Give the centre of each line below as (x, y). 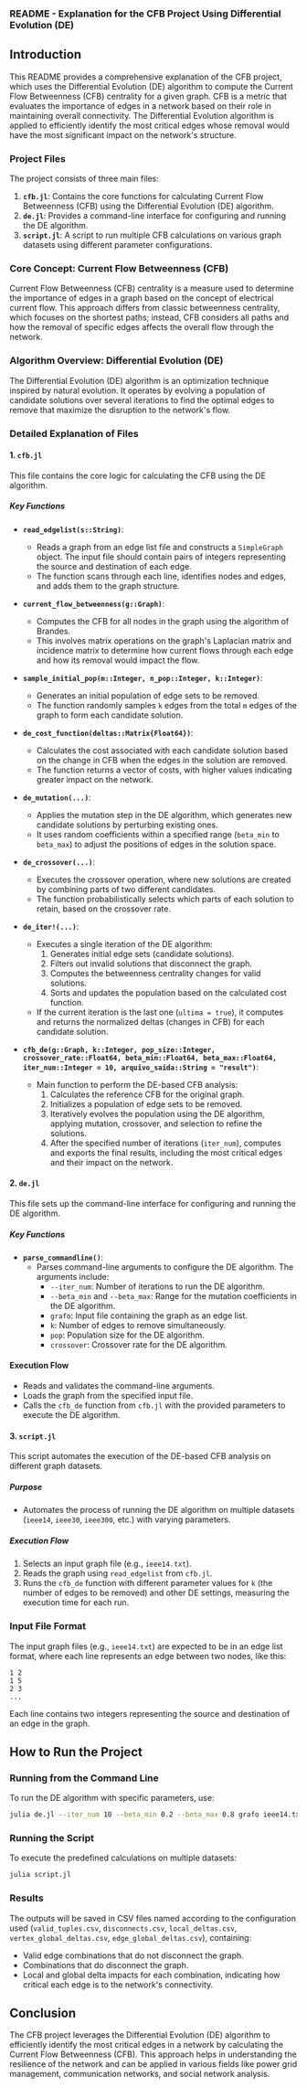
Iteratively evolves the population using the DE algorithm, (157, 1113)
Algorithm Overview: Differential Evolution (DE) (116, 361)
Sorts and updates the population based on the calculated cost (169, 992)
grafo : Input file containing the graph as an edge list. (149, 1316)
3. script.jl (33, 1436)
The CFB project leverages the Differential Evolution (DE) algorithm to (140, 2035)
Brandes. (53, 631)
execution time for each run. (76, 1603)
